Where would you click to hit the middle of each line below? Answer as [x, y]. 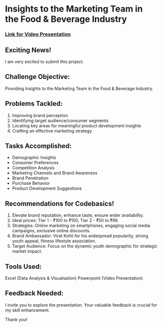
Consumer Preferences [35, 163]
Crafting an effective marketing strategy [52, 131]
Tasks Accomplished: [38, 146]
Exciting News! [28, 50]
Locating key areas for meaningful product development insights [77, 126]
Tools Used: [24, 266]
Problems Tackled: [34, 104]
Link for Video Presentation [38, 34]
